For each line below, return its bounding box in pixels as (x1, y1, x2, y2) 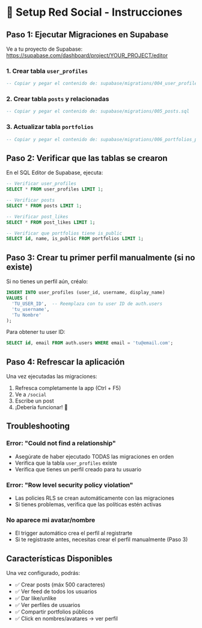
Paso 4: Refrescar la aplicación (6, 357, 125, 367)
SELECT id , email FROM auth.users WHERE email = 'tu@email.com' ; (6, 340, 173, 346)
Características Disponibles (6, 553, 113, 564)
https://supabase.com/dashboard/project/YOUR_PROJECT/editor (6, 52, 168, 59)
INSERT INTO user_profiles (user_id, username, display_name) (6, 289, 165, 296)
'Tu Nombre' (11, 312, 42, 318)
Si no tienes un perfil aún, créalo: (6, 278, 88, 285)
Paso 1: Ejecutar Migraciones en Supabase (6, 30, 169, 40)
